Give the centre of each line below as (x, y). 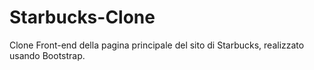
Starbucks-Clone (82, 17)
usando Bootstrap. (47, 55)
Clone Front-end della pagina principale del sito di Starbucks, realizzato (157, 45)
